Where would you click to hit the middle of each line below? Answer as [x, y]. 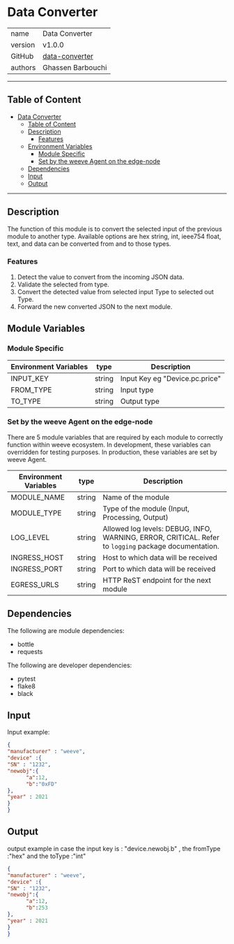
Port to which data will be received [159, 569]
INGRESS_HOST [37, 558]
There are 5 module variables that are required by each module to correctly [115, 437]
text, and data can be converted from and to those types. [89, 244]
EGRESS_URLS [35, 584]
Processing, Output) [135, 517]
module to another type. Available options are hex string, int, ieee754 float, [114, 236]
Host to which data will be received [160, 558]
